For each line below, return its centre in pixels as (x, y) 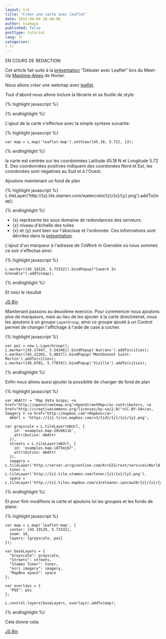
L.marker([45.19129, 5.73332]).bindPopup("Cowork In (61, 269)
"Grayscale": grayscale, (35, 555)
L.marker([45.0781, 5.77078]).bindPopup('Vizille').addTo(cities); (76, 363)
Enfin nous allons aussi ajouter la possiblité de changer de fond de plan (78, 382)
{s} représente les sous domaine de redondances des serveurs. (77, 220)
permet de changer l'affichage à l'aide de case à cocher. (63, 327)
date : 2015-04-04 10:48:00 (33, 19)
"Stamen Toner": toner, (34, 564)
